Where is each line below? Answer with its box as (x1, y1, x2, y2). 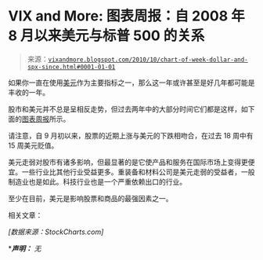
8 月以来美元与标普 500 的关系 (8, 27, 205, 45)
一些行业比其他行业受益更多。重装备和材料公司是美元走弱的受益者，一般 (21, 167, 255, 177)
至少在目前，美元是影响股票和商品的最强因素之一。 (8, 193, 173, 203)
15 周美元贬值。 (8, 141, 59, 150)
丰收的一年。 (8, 87, 49, 97)
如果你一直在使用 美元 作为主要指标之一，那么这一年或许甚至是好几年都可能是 (8, 78, 255, 87)
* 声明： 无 (8, 244, 41, 253)
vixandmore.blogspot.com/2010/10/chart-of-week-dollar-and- (48, 56, 248, 64)
